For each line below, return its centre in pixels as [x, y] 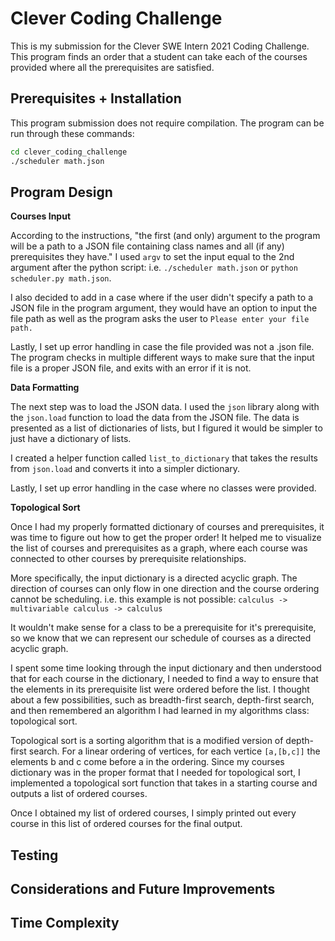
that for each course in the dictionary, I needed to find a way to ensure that [164, 679]
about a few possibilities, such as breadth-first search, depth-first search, [162, 700]
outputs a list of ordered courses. [79, 794]
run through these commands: [72, 133]
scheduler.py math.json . [61, 278]
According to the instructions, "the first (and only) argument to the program [165, 236]
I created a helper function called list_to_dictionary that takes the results [164, 458]
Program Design [61, 192]
